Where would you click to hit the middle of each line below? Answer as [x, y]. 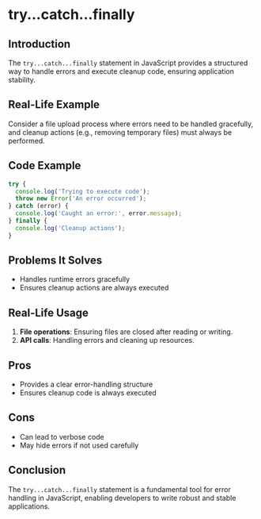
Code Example [45, 165]
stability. [22, 80]
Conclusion [37, 470]
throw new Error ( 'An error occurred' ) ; [81, 199]
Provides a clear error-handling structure [86, 384]
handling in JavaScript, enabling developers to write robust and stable [122, 498]
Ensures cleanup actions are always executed [94, 288]
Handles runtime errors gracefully [75, 279]
